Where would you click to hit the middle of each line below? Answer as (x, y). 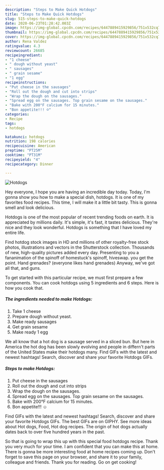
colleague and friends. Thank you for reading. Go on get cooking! (71, 462)
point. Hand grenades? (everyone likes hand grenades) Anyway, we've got (80, 263)
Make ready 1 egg (30, 332)
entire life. (15, 233)
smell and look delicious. (30, 207)
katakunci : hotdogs (25, 137)
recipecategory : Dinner (29, 164)
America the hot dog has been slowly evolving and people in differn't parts (80, 347)
